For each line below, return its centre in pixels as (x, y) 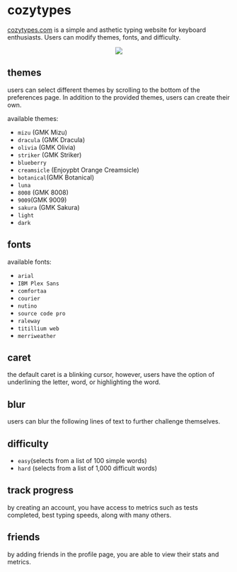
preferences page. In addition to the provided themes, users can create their (118, 97)
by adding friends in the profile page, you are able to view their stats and (113, 554)
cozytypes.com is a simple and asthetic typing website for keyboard (107, 30)
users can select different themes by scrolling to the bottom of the (104, 90)
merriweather (37, 336)
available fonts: (29, 262)
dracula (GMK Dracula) (51, 139)
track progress (41, 490)
